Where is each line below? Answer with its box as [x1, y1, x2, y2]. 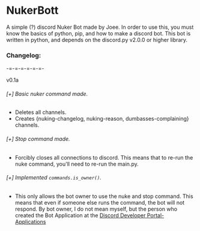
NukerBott [6, 4, 59, 17]
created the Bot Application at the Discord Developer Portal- [14, 211, 165, 219]
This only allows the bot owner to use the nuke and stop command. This [14, 193, 193, 200]
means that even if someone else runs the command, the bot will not [14, 199, 185, 206]
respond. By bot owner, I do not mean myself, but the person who [14, 205, 178, 212]
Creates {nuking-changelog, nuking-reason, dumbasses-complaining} [14, 115, 189, 122]
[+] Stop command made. [6, 136, 70, 143]
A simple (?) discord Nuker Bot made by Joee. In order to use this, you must [6, 23, 194, 31]
